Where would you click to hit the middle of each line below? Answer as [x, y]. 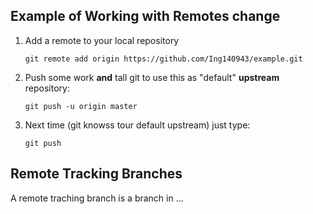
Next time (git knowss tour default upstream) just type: [137, 125]
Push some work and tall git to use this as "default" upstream [152, 77]
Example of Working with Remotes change [145, 16]
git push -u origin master [81, 106]
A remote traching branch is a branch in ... [97, 198]
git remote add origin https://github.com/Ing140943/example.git [163, 59]
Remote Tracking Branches [96, 174]
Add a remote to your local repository [102, 40]
